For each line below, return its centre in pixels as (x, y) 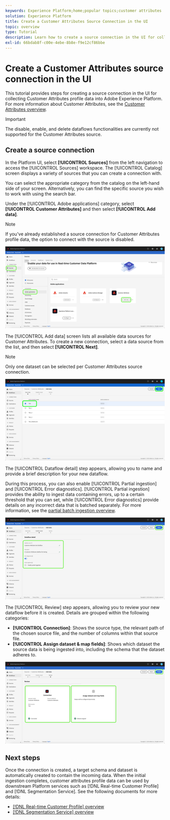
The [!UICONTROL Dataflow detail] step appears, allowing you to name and (84, 469)
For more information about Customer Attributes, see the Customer (75, 104)
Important (15, 119)
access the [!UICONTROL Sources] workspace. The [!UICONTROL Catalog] (84, 168)
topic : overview (22, 27)
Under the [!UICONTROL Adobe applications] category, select (70, 203)
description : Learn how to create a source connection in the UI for (80, 37)
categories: (17, 618)
